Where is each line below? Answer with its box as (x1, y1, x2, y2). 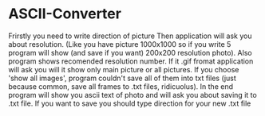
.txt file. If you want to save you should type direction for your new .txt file (8, 99, 251, 108)
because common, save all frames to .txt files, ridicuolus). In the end (8, 81, 234, 91)
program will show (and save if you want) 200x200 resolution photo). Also (8, 48, 253, 57)
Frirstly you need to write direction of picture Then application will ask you (8, 31, 252, 41)
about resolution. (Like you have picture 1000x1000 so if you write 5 (8, 39, 231, 48)
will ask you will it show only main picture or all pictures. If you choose (8, 64, 239, 74)
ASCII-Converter (8, 5, 122, 23)
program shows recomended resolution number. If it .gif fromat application (8, 56, 254, 66)
